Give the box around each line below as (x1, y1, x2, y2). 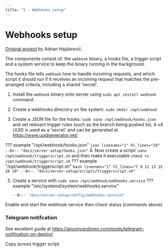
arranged (5, 81, 25, 87)
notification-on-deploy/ (5, 231, 54, 237)
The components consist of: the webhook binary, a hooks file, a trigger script (5, 55, 161, 61)
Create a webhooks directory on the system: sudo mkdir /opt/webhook (12, 106, 157, 112)
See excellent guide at (5, 225, 51, 232)
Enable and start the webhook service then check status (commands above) (5, 202, 163, 208)
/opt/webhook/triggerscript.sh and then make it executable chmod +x (5, 152, 149, 159)
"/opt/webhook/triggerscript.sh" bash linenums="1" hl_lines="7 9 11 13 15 (5, 163, 163, 169)
